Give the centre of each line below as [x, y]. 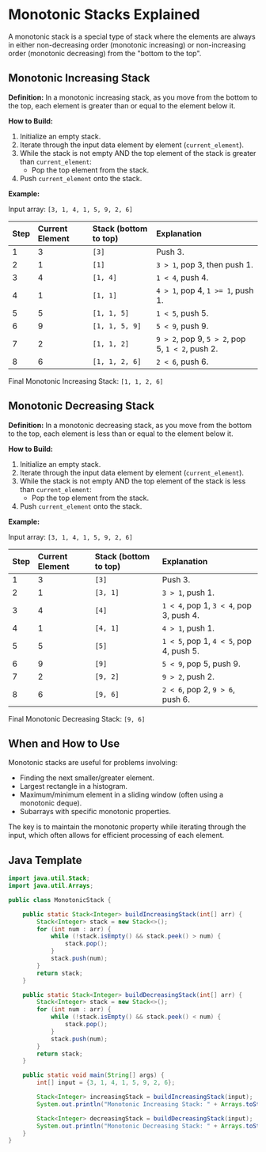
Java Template [45, 860]
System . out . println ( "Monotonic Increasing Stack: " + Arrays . [141, 1104]
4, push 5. [180, 650]
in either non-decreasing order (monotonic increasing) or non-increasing [127, 44]
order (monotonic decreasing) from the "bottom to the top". [105, 53]
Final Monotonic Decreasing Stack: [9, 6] [77, 718]
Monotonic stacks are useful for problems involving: [93, 763]
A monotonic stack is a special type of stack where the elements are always [132, 36]
